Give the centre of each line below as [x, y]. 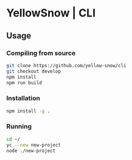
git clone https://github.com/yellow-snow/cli [66, 65]
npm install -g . [28, 111]
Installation [23, 98]
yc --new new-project [34, 145]
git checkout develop [34, 71]
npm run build [24, 82]
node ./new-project [31, 151]
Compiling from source [41, 53]
